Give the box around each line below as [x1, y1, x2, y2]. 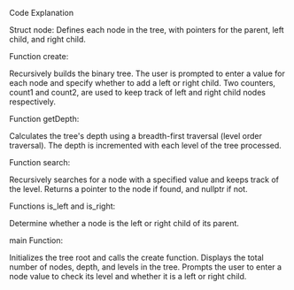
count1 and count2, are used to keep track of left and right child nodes [9, 88, 266, 97]
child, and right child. [9, 34, 87, 44]
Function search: [9, 157, 71, 167]
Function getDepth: [9, 114, 80, 124]
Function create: [9, 51, 69, 61]
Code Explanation [9, 8, 73, 18]
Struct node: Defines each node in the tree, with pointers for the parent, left [9, 25, 285, 34]
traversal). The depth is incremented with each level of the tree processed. [9, 141, 282, 150]
